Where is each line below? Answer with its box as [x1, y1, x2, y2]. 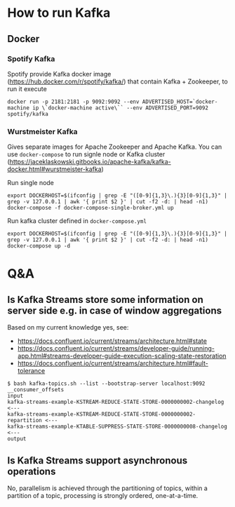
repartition [7, 417, 42, 424]
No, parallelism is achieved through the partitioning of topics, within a [7, 484, 208, 492]
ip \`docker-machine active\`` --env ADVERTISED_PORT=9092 [32, 104, 209, 111]
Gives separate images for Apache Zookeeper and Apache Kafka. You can [7, 142, 222, 151]
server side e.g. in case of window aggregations [7, 304, 222, 316]
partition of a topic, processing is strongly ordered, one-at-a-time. [7, 491, 199, 499]
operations [7, 465, 56, 478]
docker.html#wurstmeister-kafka [7, 165, 102, 173]
